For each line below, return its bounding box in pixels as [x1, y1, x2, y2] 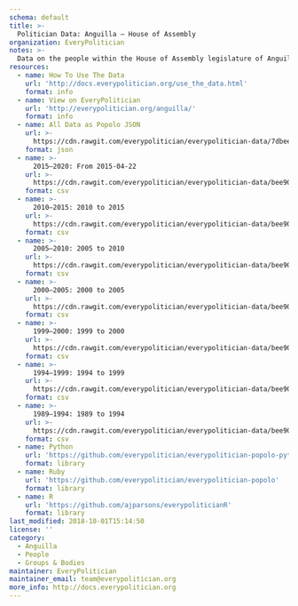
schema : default [9, 12, 69, 22]
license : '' [9, 525, 53, 534]
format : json [25, 145, 74, 154]
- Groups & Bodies [17, 558, 86, 567]
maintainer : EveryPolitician [9, 566, 117, 576]
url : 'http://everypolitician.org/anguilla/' [25, 104, 197, 113]
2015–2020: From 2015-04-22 [32, 162, 137, 171]
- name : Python [17, 443, 74, 451]
